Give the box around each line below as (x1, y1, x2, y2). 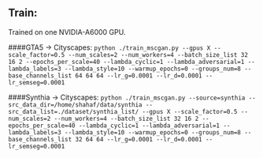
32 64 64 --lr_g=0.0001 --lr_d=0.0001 (75, 135, 202, 143)
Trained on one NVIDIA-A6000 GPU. (8, 27, 126, 36)
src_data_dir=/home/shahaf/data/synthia (8, 100, 143, 109)
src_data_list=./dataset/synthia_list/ (8, 107, 139, 115)
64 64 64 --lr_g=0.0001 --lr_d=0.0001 (75, 71, 202, 80)
